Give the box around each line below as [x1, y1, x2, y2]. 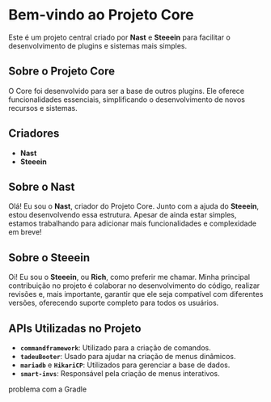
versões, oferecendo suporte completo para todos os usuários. [8, 298, 219, 308]
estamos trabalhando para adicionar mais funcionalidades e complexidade [8, 218, 257, 228]
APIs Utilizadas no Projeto [8, 321, 142, 335]
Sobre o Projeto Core [8, 65, 116, 78]
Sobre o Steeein [8, 251, 91, 264]
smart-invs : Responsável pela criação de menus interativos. [19, 369, 220, 378]
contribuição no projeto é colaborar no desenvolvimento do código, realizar [8, 281, 260, 290]
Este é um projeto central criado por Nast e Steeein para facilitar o [8, 32, 231, 42]
